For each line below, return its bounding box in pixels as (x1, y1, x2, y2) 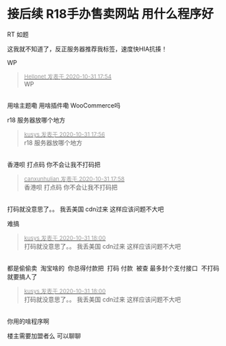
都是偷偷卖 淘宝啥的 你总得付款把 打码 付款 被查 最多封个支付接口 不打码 (7, 264, 220, 272)
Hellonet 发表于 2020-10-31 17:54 (23, 73, 112, 80)
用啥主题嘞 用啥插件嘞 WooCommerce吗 (7, 101, 121, 110)
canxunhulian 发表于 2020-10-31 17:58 (23, 175, 125, 182)
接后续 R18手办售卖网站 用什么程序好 (7, 6, 214, 22)
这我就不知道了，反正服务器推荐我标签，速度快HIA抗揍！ (7, 45, 168, 53)
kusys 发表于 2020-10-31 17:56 (23, 130, 105, 138)
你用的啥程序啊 (7, 317, 49, 325)
